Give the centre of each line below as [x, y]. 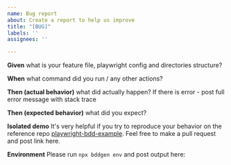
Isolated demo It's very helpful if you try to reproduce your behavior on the [114, 126]
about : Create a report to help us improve [71, 20]
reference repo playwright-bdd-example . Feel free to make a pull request [112, 134]
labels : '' [23, 33]
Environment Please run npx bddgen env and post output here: [96, 155]
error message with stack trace [52, 99]
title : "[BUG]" [29, 26]
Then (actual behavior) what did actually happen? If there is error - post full [116, 92]
